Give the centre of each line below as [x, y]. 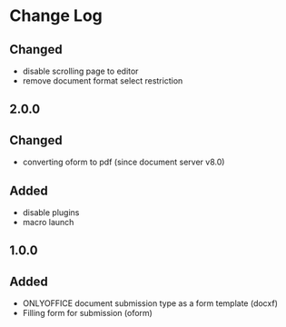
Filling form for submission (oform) [87, 313]
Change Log [56, 16]
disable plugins [51, 213]
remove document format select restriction [103, 81]
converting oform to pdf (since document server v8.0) [123, 162]
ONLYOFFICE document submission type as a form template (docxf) [150, 303]
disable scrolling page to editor [80, 71]
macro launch [48, 223]
